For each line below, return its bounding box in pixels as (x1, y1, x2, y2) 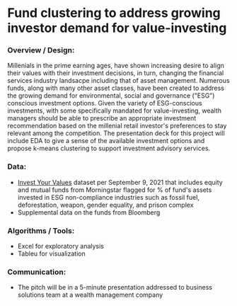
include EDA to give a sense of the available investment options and (7, 137, 205, 145)
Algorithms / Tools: (7, 225, 75, 235)
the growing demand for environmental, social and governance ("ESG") (7, 91, 215, 100)
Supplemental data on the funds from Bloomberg (17, 208, 161, 217)
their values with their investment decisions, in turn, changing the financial (7, 69, 224, 77)
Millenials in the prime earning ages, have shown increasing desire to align (7, 62, 225, 70)
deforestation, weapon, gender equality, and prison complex (17, 200, 194, 209)
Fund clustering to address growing (7, 5, 221, 21)
